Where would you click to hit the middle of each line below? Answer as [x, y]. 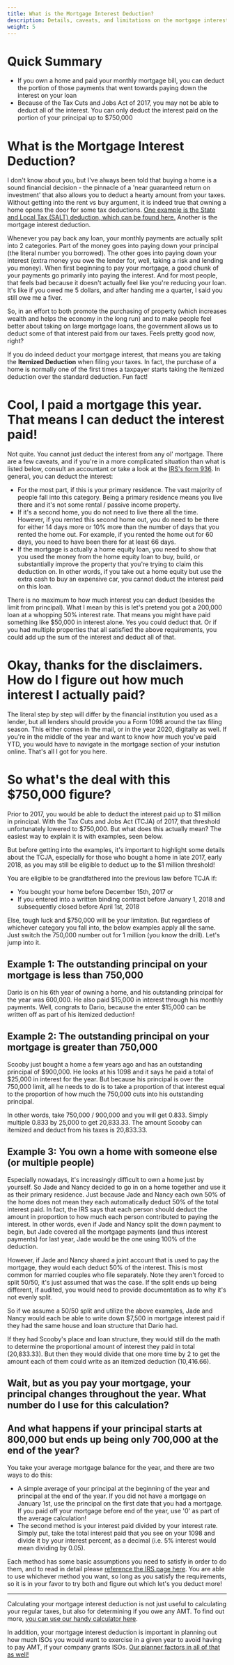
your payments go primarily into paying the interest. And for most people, [112, 275]
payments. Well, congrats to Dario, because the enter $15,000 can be [107, 1007]
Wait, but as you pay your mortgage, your [99, 1383]
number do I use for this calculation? [88, 1405]
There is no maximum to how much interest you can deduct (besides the [111, 600]
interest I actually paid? [76, 695]
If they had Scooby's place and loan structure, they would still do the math [114, 1339]
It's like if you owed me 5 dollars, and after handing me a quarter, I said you [115, 290]
